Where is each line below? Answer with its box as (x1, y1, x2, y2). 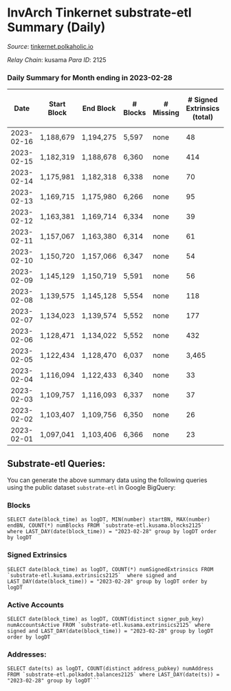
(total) (192, 112, 213, 122)
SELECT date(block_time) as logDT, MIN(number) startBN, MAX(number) (7, 516, 211, 523)
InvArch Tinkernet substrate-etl (7, 5, 192, 21)
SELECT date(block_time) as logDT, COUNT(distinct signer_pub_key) (7, 615, 205, 622)
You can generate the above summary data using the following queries (7, 476, 208, 484)
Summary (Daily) (7, 19, 106, 35)
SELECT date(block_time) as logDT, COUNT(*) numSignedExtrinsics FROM (7, 565, 214, 573)
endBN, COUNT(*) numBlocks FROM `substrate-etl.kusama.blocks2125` (7, 522, 205, 529)
